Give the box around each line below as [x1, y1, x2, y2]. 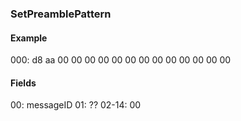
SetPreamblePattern [10, 7, 112, 21]
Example [10, 32, 48, 44]
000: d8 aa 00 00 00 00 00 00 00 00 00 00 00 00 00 [10, 54, 232, 66]
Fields [10, 77, 37, 89]
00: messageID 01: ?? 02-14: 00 [10, 99, 142, 111]
